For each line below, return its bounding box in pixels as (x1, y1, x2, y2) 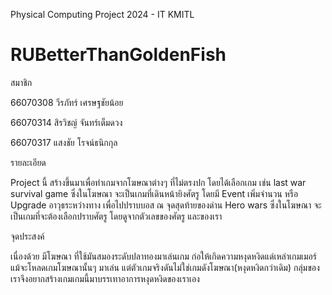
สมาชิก (10, 76, 33, 88)
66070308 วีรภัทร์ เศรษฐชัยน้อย (10, 96, 124, 108)
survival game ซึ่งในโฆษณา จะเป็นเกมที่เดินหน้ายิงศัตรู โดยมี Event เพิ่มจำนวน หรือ (10, 187, 299, 199)
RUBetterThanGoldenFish (10, 44, 227, 66)
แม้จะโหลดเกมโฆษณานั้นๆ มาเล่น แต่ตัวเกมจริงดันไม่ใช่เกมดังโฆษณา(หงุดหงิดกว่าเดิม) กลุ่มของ (10, 261, 320, 273)
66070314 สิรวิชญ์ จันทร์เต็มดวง (10, 116, 123, 128)
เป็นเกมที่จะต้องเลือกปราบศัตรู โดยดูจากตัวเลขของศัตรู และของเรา (10, 210, 223, 222)
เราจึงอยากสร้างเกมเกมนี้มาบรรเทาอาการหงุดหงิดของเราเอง (10, 272, 200, 284)
